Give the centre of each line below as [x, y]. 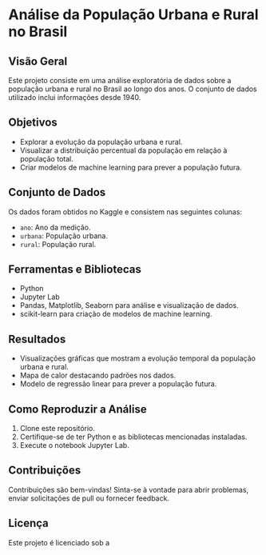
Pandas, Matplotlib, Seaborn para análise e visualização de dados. [129, 305]
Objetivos [33, 123]
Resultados [37, 339]
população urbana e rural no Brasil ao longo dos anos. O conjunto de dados [133, 89]
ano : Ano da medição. [55, 227]
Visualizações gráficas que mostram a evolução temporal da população [137, 358]
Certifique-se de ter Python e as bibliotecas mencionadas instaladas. [133, 437]
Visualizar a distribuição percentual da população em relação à [123, 150]
